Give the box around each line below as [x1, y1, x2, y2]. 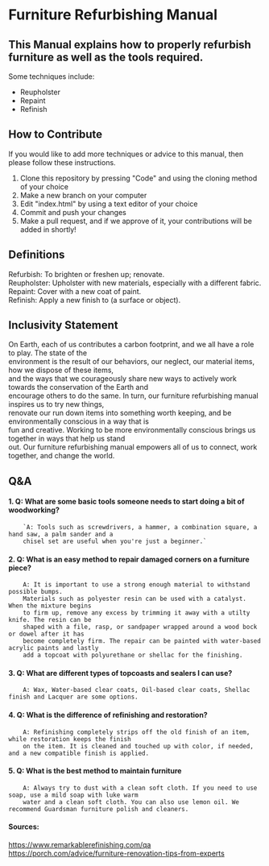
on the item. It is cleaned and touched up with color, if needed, [23, 742, 254, 750]
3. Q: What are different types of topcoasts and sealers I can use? [8, 668, 233, 677]
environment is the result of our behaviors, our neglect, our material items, [8, 357, 255, 367]
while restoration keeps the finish [8, 735, 131, 743]
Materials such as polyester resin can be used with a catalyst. [23, 595, 247, 603]
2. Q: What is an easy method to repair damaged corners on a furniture [8, 554, 250, 564]
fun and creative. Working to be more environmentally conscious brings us [8, 425, 256, 435]
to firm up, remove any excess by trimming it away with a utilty [23, 609, 250, 617]
